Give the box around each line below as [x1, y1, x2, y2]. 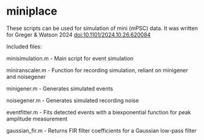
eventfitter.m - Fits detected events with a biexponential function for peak [6, 108, 191, 116]
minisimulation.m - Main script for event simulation [6, 54, 134, 62]
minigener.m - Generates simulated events [6, 84, 114, 92]
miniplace [6, 4, 57, 18]
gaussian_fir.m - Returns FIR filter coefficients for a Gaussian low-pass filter [6, 127, 197, 134]
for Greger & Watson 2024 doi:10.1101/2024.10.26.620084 [6, 31, 151, 38]
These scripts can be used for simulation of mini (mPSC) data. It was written [6, 24, 199, 32]
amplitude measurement [6, 115, 68, 122]
